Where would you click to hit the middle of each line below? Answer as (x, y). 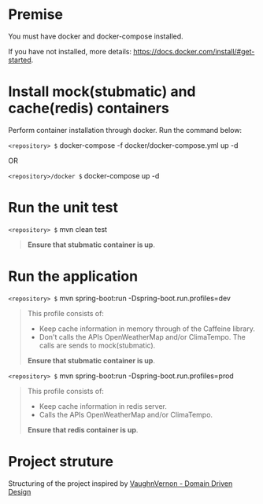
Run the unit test (63, 208)
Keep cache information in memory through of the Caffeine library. (147, 329)
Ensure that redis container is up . (83, 429)
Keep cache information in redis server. (103, 406)
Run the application (73, 276)
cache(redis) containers (89, 109)
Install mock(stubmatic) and (102, 92)
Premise (36, 15)
